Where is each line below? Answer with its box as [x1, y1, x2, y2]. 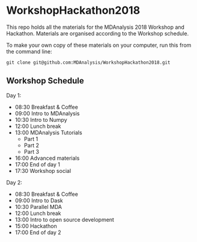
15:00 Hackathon [14, 222, 57, 229]
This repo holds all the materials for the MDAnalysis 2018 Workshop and [6, 23, 185, 31]
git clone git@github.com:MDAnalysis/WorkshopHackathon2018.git [6, 59, 171, 65]
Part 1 [23, 135, 38, 142]
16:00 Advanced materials [14, 154, 80, 162]
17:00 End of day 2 [14, 229, 61, 236]
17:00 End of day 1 [14, 160, 61, 168]
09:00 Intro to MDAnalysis [14, 109, 80, 117]
